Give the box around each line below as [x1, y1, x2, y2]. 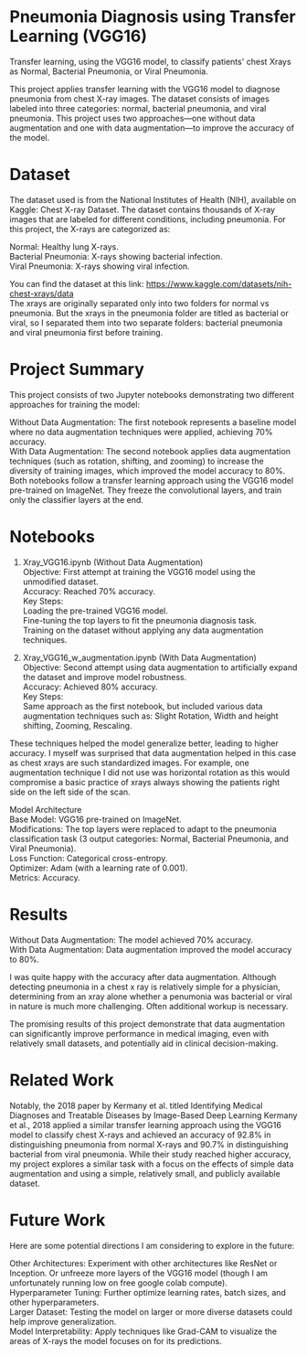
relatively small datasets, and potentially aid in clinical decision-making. [9, 1038, 279, 1049]
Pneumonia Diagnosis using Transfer [9, 6, 296, 27]
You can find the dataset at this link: [9, 278, 144, 289]
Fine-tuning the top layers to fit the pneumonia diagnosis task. [22, 614, 258, 625]
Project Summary [9, 359, 144, 380]
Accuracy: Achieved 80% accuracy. [22, 681, 158, 692]
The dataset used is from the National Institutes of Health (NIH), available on [9, 194, 297, 205]
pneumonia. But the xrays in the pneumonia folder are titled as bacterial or [9, 307, 290, 318]
